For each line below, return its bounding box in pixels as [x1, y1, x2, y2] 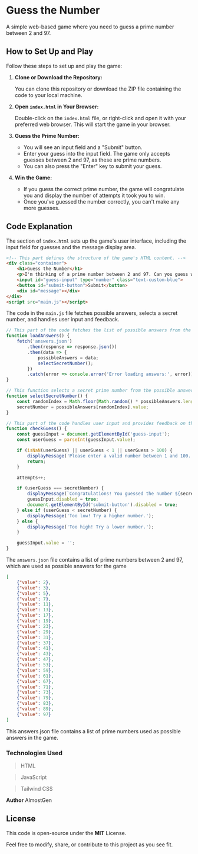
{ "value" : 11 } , [16, 601, 54, 607]
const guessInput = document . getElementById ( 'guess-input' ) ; [16, 431, 170, 437]
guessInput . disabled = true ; [27, 497, 99, 502]
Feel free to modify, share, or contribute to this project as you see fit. [6, 841, 173, 848]
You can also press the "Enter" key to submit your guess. [23, 162, 162, 169]
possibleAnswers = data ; [37, 355, 99, 361]
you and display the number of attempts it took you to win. [23, 192, 165, 199]
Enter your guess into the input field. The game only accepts [23, 150, 170, 157]
